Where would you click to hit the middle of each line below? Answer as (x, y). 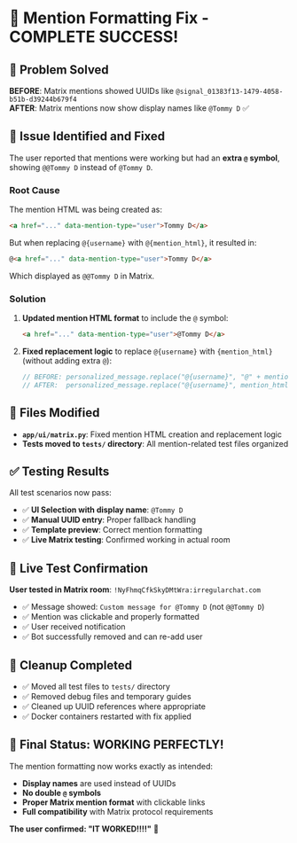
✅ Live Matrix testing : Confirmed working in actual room (126, 540)
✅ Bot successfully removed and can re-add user (112, 636)
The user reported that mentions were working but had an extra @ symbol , (145, 158)
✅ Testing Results (59, 471)
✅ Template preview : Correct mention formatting (112, 530)
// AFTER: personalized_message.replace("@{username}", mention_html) (157, 385)
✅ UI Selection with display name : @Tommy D (102, 510)
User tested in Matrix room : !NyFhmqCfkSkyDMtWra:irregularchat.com (135, 589)
